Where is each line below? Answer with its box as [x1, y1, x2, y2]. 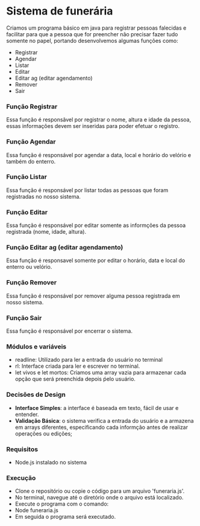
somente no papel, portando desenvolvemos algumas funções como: [6, 37, 179, 44]
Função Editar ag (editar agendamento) [6, 243, 123, 252]
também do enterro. [6, 158, 56, 165]
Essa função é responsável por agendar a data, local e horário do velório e [6, 151, 192, 158]
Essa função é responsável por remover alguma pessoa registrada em [6, 292, 180, 300]
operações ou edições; [14, 430, 72, 437]
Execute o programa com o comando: [14, 500, 109, 508]
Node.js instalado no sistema [14, 458, 87, 466]
